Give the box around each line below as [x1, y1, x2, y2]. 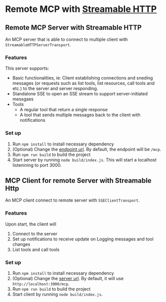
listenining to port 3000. [12, 162, 62, 168]
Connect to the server [12, 230, 58, 236]
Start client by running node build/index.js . [12, 292, 103, 297]
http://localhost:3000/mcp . [12, 281, 70, 287]
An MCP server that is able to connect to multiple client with [5, 36, 128, 42]
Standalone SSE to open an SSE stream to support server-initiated [12, 91, 148, 97]
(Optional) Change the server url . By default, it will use [12, 276, 124, 281]
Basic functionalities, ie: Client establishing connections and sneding [12, 75, 153, 81]
